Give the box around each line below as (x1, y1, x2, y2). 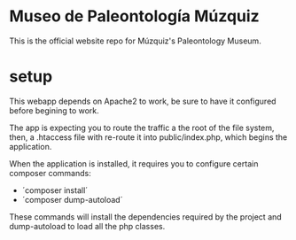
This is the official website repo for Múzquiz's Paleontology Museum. (9, 35, 261, 46)
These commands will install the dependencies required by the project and (9, 211, 282, 222)
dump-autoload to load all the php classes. (9, 221, 166, 231)
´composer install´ (21, 184, 89, 196)
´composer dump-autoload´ (21, 194, 123, 205)
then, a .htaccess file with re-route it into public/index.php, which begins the (9, 131, 288, 143)
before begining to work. (9, 105, 99, 116)
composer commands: (9, 167, 91, 178)
